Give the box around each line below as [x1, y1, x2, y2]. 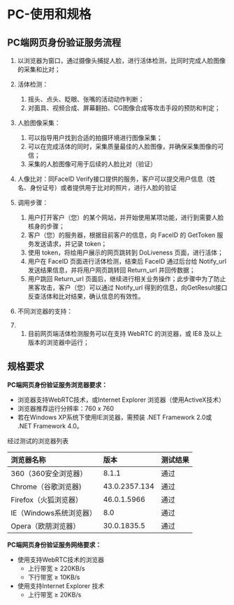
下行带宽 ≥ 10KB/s [27, 573, 80, 581]
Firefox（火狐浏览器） [10, 495, 82, 505]
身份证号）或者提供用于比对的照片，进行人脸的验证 [29, 184, 177, 191]
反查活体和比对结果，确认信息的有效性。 [27, 292, 145, 300]
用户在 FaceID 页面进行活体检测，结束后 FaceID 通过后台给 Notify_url [27, 257, 227, 265]
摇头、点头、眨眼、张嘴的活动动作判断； [27, 95, 145, 103]
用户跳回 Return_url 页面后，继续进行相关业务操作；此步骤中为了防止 [27, 275, 226, 283]
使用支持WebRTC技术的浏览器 [17, 555, 105, 564]
